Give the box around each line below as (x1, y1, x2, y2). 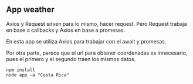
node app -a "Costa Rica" (6, 72, 69, 78)
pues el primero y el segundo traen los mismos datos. (6, 55, 136, 62)
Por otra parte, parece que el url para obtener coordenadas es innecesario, (6, 49, 188, 56)
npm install (6, 67, 35, 73)
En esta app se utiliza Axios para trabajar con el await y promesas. (6, 38, 167, 45)
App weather (6, 5, 55, 15)
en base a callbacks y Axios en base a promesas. (6, 26, 126, 33)
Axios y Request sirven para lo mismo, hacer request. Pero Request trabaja (6, 20, 187, 27)
